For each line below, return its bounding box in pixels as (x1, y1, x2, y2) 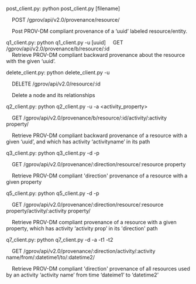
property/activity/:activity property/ (6, 207, 91, 214)
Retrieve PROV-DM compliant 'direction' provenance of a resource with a (11, 172, 188, 179)
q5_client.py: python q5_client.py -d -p (6, 190, 99, 197)
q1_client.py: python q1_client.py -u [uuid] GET (6, 39, 124, 46)
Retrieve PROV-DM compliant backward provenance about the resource (11, 52, 185, 58)
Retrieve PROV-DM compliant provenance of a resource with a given (11, 219, 177, 225)
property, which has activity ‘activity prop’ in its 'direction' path (6, 225, 158, 232)
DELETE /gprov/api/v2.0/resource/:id (11, 80, 101, 87)
